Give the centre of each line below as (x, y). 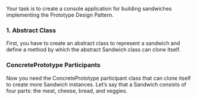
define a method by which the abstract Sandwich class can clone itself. (93, 49)
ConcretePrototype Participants (53, 65)
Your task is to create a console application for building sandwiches (89, 9)
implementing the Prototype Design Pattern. (60, 15)
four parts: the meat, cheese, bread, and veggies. (67, 90)
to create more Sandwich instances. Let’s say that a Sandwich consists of (96, 84)
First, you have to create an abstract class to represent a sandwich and (93, 43)
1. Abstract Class (31, 30)
